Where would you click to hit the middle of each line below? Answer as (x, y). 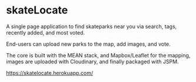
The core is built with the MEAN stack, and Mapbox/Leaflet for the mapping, (98, 55)
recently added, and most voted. (46, 32)
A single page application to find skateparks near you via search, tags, (92, 26)
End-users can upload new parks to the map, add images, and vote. (88, 44)
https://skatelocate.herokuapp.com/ (50, 73)
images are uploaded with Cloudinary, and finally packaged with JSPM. (92, 61)
